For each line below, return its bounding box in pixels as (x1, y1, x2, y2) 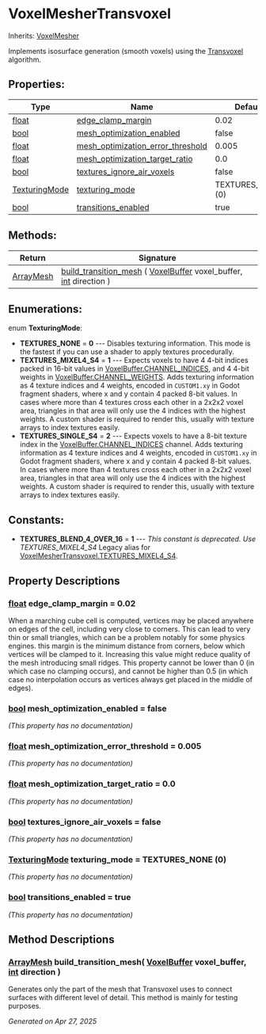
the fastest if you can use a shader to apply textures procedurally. (19, 347, 235, 357)
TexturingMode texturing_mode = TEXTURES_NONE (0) (8, 853, 227, 864)
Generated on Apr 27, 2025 (8, 1017, 97, 1026)
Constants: (8, 513, 65, 527)
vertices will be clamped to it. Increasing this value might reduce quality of (8, 649, 251, 658)
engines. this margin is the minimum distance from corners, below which (8, 641, 245, 651)
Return (19, 252, 46, 263)
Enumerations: (8, 302, 83, 315)
